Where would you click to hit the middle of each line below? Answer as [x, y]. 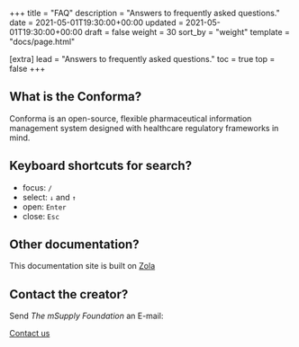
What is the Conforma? [76, 97]
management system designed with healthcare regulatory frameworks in [144, 128]
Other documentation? [74, 245]
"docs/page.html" [42, 41]
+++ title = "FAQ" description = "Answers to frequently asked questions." [145, 13]
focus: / [37, 187]
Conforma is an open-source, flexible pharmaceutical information [131, 118]
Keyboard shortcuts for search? [100, 166]
